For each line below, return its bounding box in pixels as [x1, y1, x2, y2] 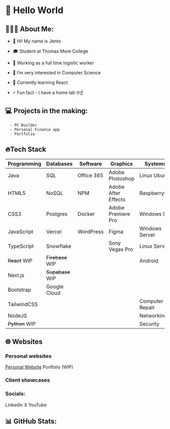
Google [46, 283, 64, 290]
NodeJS [8, 312, 27, 319]
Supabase [46, 268, 70, 275]
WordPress [77, 228, 104, 235]
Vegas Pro [108, 246, 133, 253]
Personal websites [5, 352, 52, 359]
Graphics [110, 160, 133, 167]
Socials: [5, 390, 26, 397]
